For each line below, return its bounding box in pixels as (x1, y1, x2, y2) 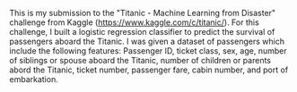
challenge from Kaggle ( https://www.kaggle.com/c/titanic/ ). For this (9, 17, 260, 28)
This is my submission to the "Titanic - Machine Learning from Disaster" (9, 8, 276, 18)
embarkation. (9, 74, 58, 84)
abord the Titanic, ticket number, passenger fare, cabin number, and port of (9, 64, 289, 75)
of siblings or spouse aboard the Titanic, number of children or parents (9, 55, 272, 65)
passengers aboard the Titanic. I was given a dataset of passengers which (9, 36, 285, 46)
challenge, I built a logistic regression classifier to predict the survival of (9, 27, 275, 37)
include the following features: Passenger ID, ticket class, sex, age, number (9, 46, 287, 56)
